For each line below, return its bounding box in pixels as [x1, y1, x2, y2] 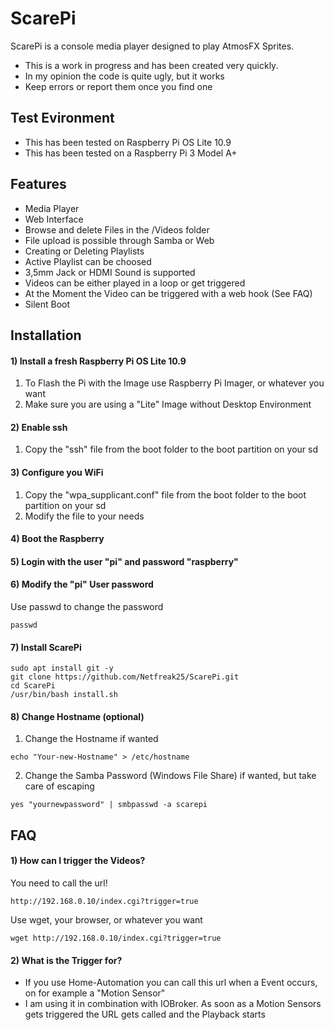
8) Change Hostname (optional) [10, 710, 145, 722]
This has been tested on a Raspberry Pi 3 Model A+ [24, 147, 238, 159]
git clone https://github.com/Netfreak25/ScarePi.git [10, 672, 240, 682]
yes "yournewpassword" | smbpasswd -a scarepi [10, 800, 208, 810]
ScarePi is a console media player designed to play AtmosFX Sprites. [10, 40, 295, 52]
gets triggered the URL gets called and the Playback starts [24, 1008, 266, 1021]
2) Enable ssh [10, 421, 68, 433]
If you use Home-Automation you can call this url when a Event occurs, [24, 977, 318, 989]
